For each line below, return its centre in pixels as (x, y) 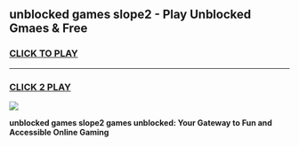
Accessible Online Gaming (59, 132)
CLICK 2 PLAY (40, 87)
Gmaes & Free (48, 29)
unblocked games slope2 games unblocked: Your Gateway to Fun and (141, 122)
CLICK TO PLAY (44, 54)
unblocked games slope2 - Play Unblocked (130, 15)
